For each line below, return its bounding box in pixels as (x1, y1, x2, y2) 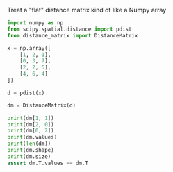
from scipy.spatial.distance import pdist (7, 26, 132, 33)
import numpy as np (7, 19, 64, 26)
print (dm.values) (7, 134, 58, 141)
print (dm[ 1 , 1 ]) (7, 114, 54, 121)
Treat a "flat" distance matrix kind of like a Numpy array (7, 6, 167, 14)
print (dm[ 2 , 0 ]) (7, 121, 54, 128)
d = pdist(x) (7, 89, 45, 96)
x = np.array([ (7, 44, 51, 51)
